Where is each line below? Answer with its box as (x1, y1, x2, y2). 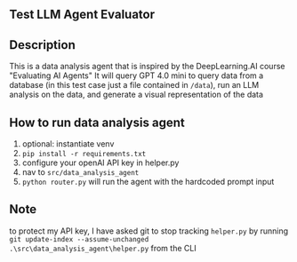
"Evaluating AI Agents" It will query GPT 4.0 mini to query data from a (9, 70, 264, 81)
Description (9, 37, 76, 52)
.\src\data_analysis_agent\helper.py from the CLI (9, 242, 197, 253)
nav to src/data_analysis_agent (21, 167, 140, 178)
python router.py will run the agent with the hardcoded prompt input (21, 177, 275, 187)
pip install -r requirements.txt (21, 150, 147, 159)
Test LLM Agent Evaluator (9, 7, 156, 22)
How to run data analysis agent (9, 115, 185, 130)
